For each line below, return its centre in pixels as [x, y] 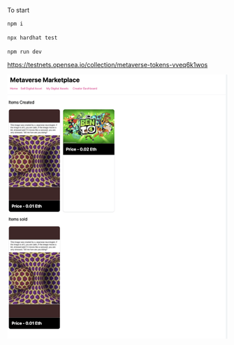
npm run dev [24, 52]
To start [19, 10]
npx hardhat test [32, 38]
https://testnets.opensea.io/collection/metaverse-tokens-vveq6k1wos [108, 65]
